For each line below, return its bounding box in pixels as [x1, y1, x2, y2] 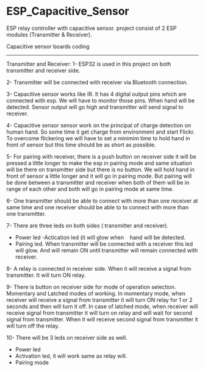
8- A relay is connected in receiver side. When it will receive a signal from [6, 265, 192, 272]
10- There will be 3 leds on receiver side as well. [6, 334, 128, 341]
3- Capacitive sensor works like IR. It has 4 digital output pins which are [6, 90, 187, 98]
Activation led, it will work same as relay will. [15, 352, 128, 359]
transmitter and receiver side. [6, 66, 81, 74]
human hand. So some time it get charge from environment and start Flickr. [6, 128, 195, 135]
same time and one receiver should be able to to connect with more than [6, 203, 189, 211]
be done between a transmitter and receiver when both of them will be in [6, 179, 190, 186]
